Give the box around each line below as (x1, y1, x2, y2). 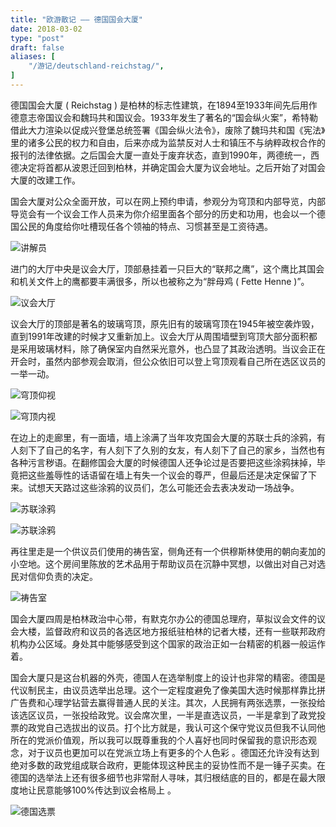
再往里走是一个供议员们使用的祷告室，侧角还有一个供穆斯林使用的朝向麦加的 (10, 545, 326, 557)
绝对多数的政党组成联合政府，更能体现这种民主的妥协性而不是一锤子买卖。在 (10, 759, 326, 771)
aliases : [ (10, 52, 56, 62)
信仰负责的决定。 (27, 570, 98, 582)
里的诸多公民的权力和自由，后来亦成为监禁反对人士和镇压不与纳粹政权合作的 (10, 136, 326, 148)
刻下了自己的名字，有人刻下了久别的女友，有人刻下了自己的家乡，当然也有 (18, 444, 326, 456)
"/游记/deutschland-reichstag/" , (28, 61, 165, 71)
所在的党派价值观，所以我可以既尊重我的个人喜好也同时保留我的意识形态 (10, 734, 308, 746)
